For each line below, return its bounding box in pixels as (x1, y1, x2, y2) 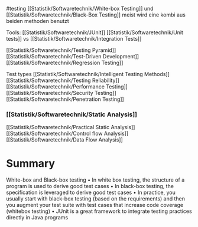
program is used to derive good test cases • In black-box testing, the (6, 183, 174, 190)
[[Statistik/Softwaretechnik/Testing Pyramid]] (6, 47, 116, 54)
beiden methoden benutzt (6, 18, 69, 24)
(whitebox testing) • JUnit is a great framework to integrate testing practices (6, 208, 192, 215)
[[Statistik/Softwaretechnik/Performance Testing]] (6, 83, 128, 90)
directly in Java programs (6, 214, 69, 221)
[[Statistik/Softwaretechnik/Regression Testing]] (6, 59, 124, 66)
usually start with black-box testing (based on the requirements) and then (6, 195, 185, 202)
